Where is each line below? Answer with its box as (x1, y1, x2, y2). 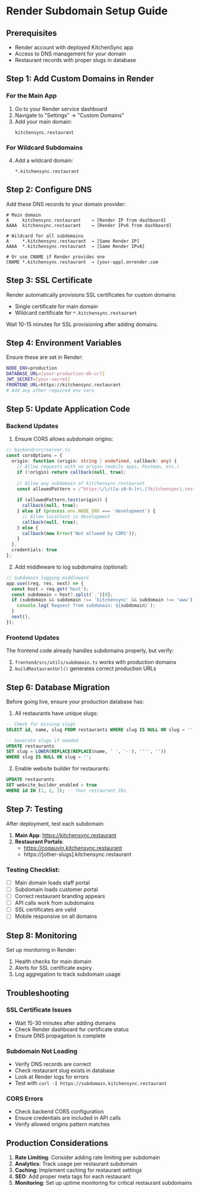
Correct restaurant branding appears (14, 893, 105, 900)
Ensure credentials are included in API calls (14, 1114, 121, 1122)
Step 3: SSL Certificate (6, 275, 93, 285)
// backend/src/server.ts (6, 447, 70, 453)
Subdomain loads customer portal (14, 886, 98, 893)
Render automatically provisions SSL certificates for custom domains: (6, 291, 177, 298)
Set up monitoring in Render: (6, 947, 77, 954)
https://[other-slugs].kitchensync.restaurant (23, 850, 132, 858)
